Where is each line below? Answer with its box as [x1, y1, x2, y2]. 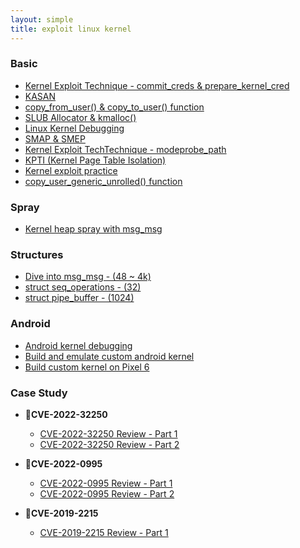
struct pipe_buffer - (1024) [24, 292, 135, 304]
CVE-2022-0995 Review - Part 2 [39, 487, 175, 500]
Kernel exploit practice [24, 164, 118, 176]
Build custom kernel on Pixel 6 [24, 361, 150, 373]
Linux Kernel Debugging [24, 122, 125, 134]
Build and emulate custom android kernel [24, 350, 195, 362]
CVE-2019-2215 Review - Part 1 [39, 526, 169, 538]
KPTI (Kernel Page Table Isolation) [24, 154, 167, 166]
